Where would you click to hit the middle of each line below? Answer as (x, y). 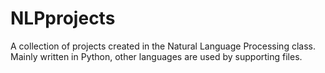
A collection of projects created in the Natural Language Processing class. (163, 46)
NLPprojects (63, 18)
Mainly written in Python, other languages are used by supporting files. (156, 56)
